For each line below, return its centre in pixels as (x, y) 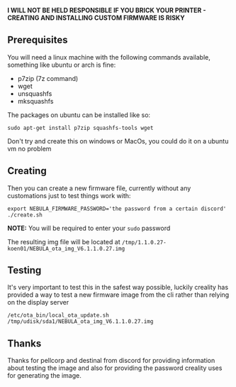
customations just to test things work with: (69, 195)
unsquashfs (35, 93)
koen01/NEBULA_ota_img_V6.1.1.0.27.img (66, 249)
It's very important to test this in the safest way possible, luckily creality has (118, 288)
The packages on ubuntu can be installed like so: (79, 115)
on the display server (38, 302)
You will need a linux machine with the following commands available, (109, 57)
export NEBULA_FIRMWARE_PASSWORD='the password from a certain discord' (117, 209)
